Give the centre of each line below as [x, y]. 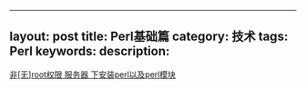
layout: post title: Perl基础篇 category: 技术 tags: [149, 37]
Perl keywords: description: [90, 51]
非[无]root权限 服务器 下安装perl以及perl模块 [92, 74]
